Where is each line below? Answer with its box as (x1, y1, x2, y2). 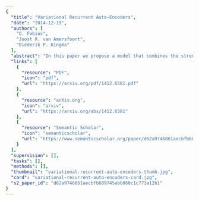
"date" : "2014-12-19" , (11, 20, 67, 26)
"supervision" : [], (11, 152, 59, 158)
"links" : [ (11, 58, 38, 64)
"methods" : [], (11, 164, 49, 169)
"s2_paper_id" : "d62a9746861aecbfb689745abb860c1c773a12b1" (11, 180, 163, 186)
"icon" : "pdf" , (21, 75, 59, 81)
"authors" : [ (11, 25, 43, 32)
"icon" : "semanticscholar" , (21, 130, 91, 137)
